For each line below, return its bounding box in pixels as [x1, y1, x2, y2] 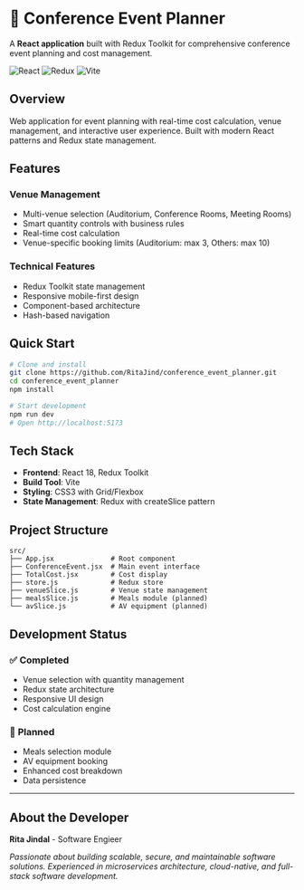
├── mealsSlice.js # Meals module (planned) [9, 594, 208, 603]
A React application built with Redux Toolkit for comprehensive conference [9, 38, 291, 49]
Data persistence [22, 775, 87, 786]
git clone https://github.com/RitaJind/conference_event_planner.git [9, 368, 278, 378]
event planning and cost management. [9, 47, 153, 58]
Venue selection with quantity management [22, 674, 185, 684]
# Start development [9, 402, 88, 411]
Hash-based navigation [22, 310, 110, 321]
